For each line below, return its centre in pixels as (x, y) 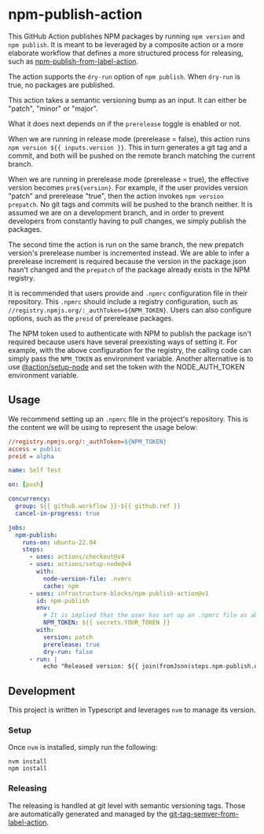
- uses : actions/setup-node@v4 (80, 564)
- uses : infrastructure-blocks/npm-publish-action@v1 (119, 593)
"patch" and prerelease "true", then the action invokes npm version (116, 196)
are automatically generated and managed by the (88, 814)
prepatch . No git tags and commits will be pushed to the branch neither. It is (130, 204)
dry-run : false (68, 652)
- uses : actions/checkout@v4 (77, 557)
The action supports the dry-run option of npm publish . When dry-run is (125, 76)
